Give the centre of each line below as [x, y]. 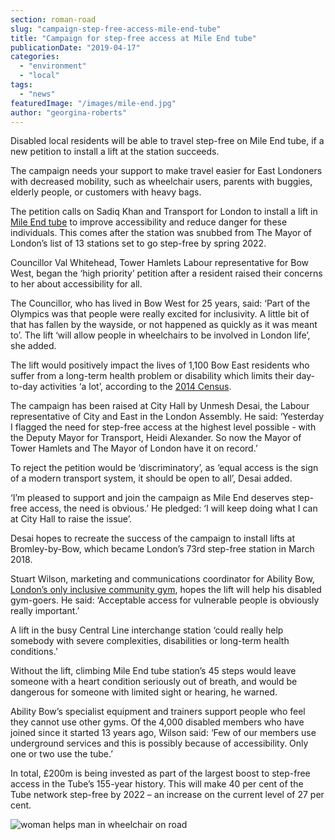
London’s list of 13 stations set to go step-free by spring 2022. [138, 243]
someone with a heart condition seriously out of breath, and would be [154, 682]
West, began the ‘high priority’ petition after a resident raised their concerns [166, 273]
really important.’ [45, 611]
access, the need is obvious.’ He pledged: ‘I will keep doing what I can [173, 508]
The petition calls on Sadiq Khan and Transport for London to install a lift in [164, 212]
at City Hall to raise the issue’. [71, 519]
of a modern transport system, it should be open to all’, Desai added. [151, 478]
